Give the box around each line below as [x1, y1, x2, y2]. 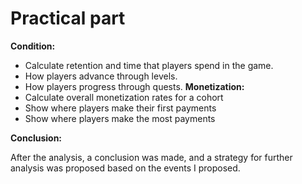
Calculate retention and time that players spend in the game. [24, 59, 274, 71]
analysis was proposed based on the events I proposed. [10, 162, 241, 174]
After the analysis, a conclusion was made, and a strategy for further [10, 151, 293, 163]
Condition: [10, 40, 56, 52]
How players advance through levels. [24, 70, 178, 82]
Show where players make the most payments [24, 112, 216, 124]
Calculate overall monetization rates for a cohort [24, 91, 224, 103]
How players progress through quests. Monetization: [24, 80, 245, 92]
